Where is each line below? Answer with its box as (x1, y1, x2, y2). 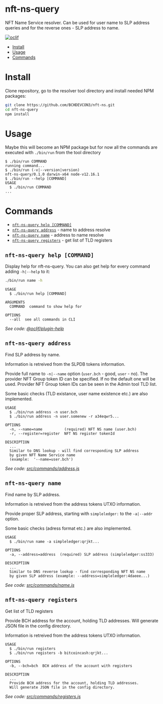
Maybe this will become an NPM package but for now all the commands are (5, 144, 158, 150)
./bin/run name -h (5, 278, 43, 283)
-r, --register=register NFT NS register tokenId (9, 431, 115, 436)
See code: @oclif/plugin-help (5, 325, 64, 332)
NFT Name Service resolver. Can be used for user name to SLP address (5, 20, 150, 26)
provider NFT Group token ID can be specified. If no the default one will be (5, 376, 156, 381)
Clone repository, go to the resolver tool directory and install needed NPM (5, 87, 154, 94)
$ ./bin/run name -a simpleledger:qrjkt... (9, 539, 99, 544)
